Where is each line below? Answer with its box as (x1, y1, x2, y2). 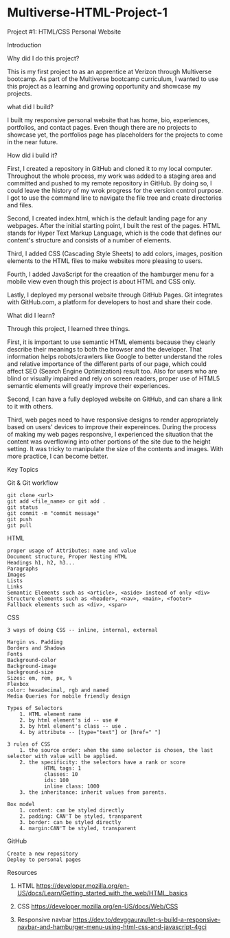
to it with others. (7, 402, 54, 410)
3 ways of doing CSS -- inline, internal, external (7, 626, 158, 633)
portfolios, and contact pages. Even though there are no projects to (7, 123, 198, 131)
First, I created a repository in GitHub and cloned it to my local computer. (7, 164, 213, 172)
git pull (7, 522, 32, 529)
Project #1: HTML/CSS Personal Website (7, 27, 122, 36)
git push (7, 516, 32, 523)
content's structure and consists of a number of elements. (7, 236, 172, 244)
